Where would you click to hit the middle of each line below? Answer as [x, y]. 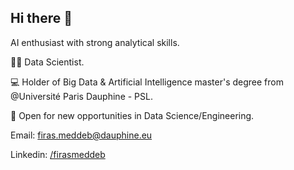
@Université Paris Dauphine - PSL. [81, 96]
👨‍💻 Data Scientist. [47, 62]
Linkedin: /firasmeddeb [58, 154]
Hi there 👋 [41, 18]
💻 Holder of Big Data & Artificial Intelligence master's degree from [147, 82]
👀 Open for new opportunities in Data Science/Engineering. [132, 115]
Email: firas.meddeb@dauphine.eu [81, 135]
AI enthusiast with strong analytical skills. [95, 42]
